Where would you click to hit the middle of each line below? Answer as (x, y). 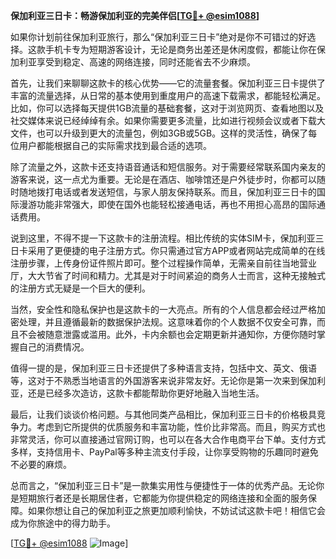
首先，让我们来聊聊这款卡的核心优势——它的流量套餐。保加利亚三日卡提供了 (168, 83)
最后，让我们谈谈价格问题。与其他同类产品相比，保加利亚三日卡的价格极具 (163, 414)
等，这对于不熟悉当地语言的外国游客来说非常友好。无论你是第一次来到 (155, 380)
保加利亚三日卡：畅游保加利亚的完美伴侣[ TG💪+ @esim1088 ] (135, 15)
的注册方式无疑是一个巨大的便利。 (80, 288)
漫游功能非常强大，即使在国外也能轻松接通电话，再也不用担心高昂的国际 (167, 204)
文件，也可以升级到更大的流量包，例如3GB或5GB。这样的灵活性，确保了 (159, 133)
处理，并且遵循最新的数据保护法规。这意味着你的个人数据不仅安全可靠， (167, 322)
